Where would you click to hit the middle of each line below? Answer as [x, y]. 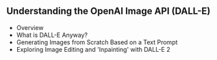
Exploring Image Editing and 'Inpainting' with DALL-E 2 [93, 49]
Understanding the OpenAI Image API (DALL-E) [108, 11]
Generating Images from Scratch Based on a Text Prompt [97, 42]
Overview [30, 27]
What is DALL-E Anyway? [52, 35]
